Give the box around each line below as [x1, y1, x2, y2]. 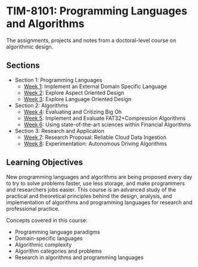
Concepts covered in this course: [6, 217, 88, 224]
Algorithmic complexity [14, 241, 72, 248]
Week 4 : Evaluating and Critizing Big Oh [23, 108, 122, 115]
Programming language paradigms [14, 228, 100, 235]
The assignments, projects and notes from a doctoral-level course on [6, 37, 177, 44]
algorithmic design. [6, 43, 54, 50]
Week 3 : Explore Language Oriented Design [23, 95, 132, 102]
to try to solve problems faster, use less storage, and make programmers [6, 180, 185, 187]
